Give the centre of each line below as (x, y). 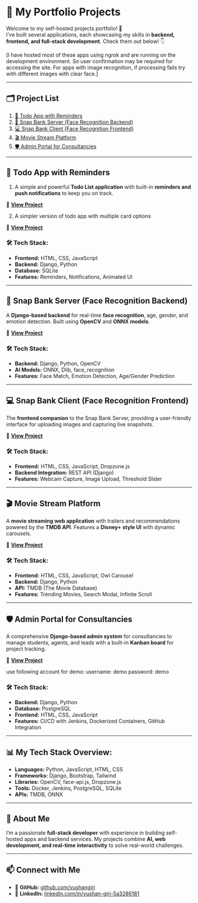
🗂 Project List (32, 99)
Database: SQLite (36, 270)
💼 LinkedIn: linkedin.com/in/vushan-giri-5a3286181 (77, 894)
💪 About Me (28, 818)
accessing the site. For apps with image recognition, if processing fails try (96, 67)
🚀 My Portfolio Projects (63, 12)
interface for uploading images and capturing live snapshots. (80, 424)
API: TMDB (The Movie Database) (56, 588)
